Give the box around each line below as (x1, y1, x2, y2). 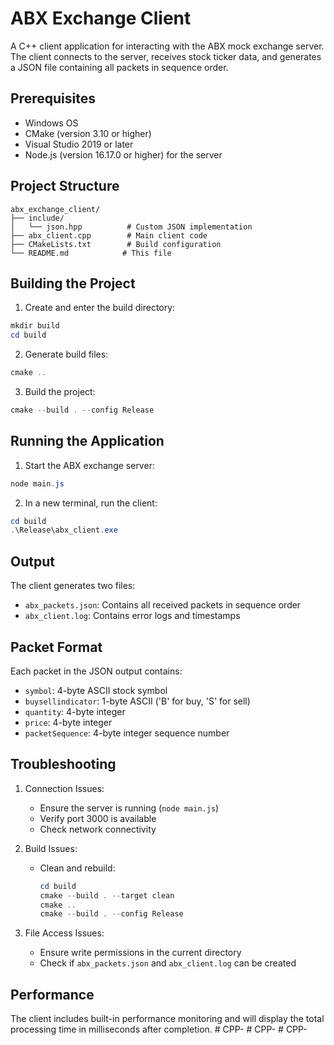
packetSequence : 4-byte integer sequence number (24, 727, 230, 739)
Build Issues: (24, 842, 78, 854)
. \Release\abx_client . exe (10, 525, 118, 536)
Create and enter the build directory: (24, 302, 176, 314)
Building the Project (10, 275, 136, 292)
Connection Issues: (24, 782, 105, 794)
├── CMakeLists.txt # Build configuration (10, 239, 222, 249)
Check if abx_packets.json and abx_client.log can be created (39, 957, 297, 969)
